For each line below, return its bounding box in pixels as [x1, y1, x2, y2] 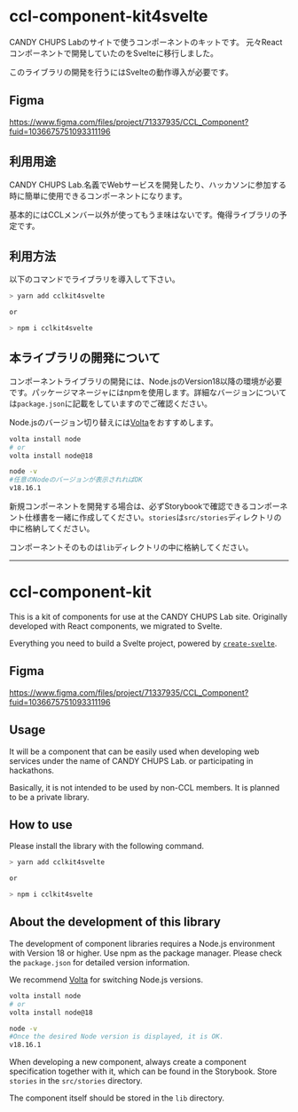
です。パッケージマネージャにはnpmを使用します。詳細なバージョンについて [9, 386, 287, 397]
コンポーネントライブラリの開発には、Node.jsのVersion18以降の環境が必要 [9, 376, 283, 386]
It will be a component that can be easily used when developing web [9, 746, 260, 757]
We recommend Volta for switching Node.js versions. [9, 974, 204, 985]
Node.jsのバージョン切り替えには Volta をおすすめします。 [9, 417, 219, 427]
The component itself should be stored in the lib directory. [9, 1092, 224, 1103]
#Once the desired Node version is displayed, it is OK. [9, 1032, 224, 1041]
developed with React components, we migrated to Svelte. [9, 621, 223, 631]
